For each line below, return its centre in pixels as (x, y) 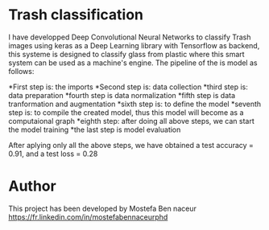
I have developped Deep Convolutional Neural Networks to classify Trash (130, 37)
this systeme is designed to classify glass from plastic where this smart (126, 54)
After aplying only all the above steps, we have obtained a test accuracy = (131, 145)
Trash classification (76, 15)
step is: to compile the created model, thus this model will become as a (126, 112)
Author (32, 186)
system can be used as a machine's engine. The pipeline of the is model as (133, 63)
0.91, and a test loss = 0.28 (53, 154)
